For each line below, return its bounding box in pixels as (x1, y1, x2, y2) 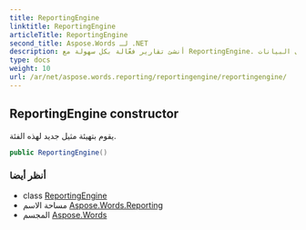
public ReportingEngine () (9, 147, 107, 157)
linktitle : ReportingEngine (9, 22, 117, 31)
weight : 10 (9, 65, 51, 74)
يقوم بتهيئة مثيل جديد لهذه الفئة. (9, 130, 117, 141)
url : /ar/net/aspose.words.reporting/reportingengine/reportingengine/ (9, 73, 287, 82)
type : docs (9, 55, 51, 65)
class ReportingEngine (22, 190, 107, 201)
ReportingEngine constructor (9, 106, 179, 122)
